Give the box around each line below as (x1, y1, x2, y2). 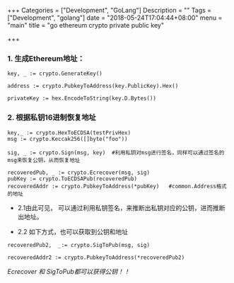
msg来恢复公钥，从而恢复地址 (7, 156, 81, 163)
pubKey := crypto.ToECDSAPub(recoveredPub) (7, 175, 138, 183)
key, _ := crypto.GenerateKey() (7, 70, 103, 77)
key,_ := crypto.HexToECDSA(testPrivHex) (7, 129, 131, 137)
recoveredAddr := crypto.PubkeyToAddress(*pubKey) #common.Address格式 (7, 183, 228, 190)
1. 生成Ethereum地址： (7, 53, 85, 63)
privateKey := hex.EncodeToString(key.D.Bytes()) (7, 95, 157, 102)
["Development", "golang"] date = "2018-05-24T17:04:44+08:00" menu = (7, 13, 223, 22)
